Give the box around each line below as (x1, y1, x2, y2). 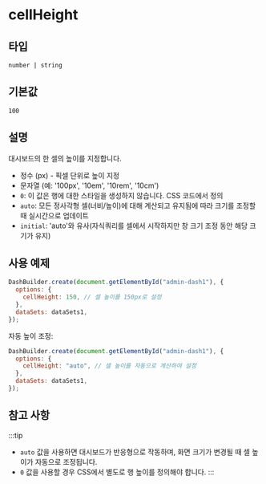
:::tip (8, 430, 23, 440)
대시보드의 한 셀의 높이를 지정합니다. (8, 153, 122, 163)
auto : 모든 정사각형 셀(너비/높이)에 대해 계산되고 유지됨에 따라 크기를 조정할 (19, 201, 256, 210)
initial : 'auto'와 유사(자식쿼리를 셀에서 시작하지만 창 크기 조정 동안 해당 (19, 221, 248, 230)
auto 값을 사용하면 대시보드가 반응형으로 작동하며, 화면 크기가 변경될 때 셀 (19, 447, 251, 457)
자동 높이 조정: (8, 331, 54, 340)
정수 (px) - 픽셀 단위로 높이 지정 (19, 170, 120, 180)
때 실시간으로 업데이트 (19, 210, 90, 220)
